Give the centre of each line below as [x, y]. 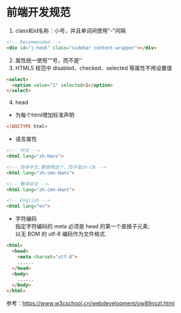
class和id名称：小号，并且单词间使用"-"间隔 [70, 31]
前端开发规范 [39, 13]
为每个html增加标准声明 [45, 115]
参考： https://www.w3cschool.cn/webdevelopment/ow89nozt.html [90, 303]
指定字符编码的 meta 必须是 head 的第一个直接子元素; [82, 226]
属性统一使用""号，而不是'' [49, 60]
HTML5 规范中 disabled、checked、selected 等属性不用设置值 [94, 68]
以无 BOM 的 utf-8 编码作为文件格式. [61, 234]
